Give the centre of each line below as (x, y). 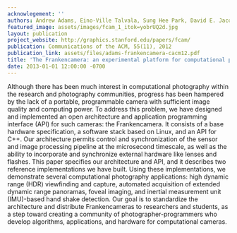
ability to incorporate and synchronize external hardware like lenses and (112, 154)
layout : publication (38, 34)
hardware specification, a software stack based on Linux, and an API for (112, 131)
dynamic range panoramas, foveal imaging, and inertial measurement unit (114, 191)
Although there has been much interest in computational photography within (118, 86)
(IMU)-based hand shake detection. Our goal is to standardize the (103, 199)
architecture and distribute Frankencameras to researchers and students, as (118, 206)
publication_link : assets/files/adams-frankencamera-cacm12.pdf (104, 54)
